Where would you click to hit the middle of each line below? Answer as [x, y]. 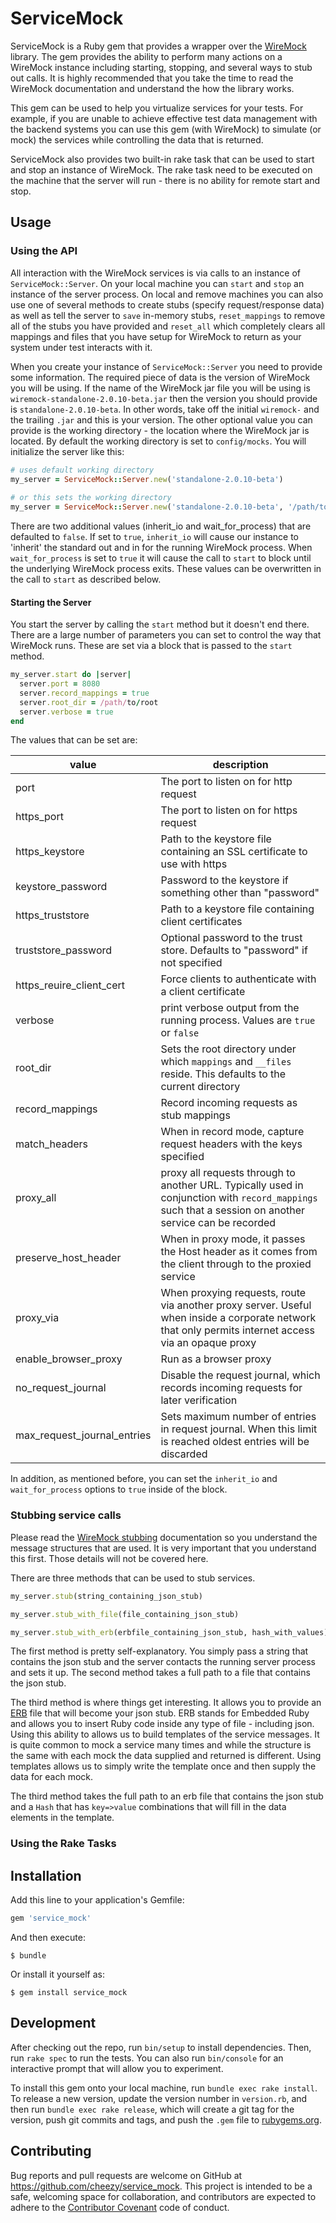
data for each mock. [52, 1777]
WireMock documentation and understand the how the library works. [152, 88]
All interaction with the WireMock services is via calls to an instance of [156, 273]
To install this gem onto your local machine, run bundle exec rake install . [164, 2088]
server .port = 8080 [60, 684]
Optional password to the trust [231, 938]
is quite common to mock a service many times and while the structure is [161, 1745]
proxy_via [37, 1318]
